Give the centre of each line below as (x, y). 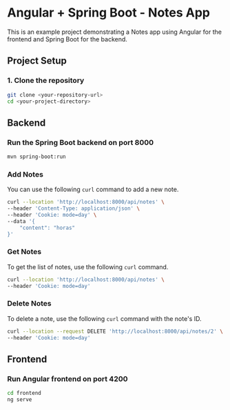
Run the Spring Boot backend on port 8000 (81, 142)
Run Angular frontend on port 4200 (68, 379)
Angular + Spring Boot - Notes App (108, 13)
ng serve (20, 400)
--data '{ (21, 221)
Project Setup (37, 61)
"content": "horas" (48, 228)
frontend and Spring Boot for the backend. (67, 39)
